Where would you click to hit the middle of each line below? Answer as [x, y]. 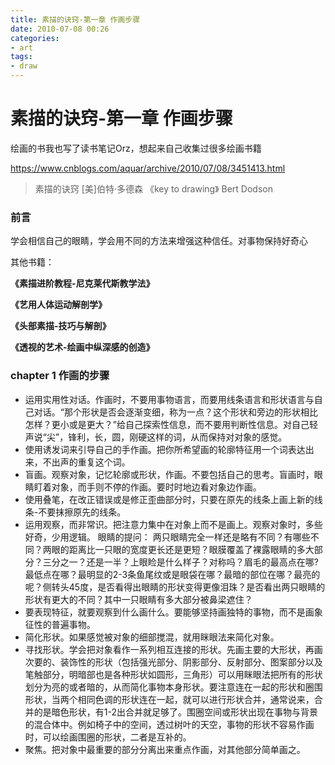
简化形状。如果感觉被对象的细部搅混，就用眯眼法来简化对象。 [152, 637]
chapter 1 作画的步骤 [60, 376]
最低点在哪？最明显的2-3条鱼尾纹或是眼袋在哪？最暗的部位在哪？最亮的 [172, 574]
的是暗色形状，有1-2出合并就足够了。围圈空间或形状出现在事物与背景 [175, 712]
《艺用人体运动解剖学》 [58, 305]
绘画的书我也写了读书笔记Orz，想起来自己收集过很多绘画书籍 [136, 148]
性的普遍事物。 [64, 624]
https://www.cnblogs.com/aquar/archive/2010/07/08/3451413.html [148, 168]
